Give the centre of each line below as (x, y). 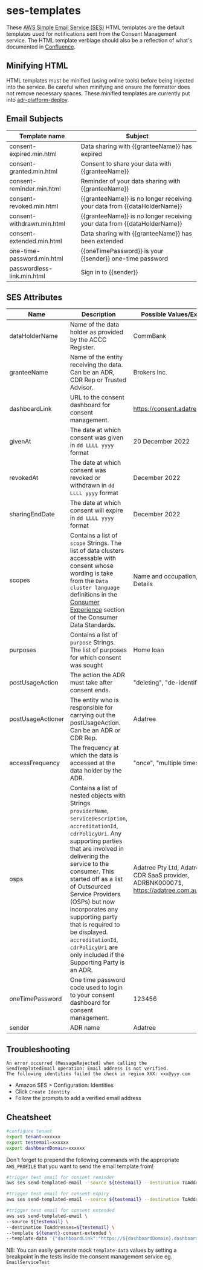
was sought (86, 665)
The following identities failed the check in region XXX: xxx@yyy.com (98, 1074)
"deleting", (148, 683)
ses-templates (44, 11)
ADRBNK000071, (159, 883)
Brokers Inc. (150, 373)
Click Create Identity (42, 1092)
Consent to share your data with (126, 163)
